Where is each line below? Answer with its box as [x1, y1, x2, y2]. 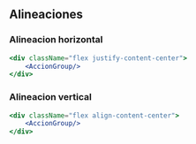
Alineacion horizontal [9, 34, 103, 46]
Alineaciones [9, 7, 84, 22]
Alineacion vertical [9, 91, 93, 103]
